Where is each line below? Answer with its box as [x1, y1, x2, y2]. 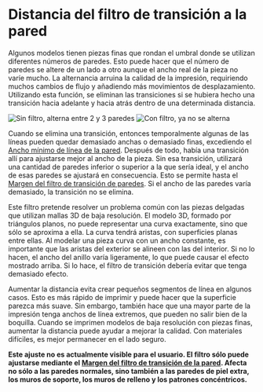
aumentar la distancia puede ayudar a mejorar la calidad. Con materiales [8, 326, 243, 335]
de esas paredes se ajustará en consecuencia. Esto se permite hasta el [8, 170, 238, 180]
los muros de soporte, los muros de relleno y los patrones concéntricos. [8, 375, 247, 384]
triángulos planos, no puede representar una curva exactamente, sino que [8, 218, 248, 229]
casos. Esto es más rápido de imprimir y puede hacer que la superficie [8, 292, 237, 302]
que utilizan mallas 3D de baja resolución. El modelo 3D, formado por [8, 211, 232, 220]
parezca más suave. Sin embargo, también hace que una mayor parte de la [8, 301, 251, 310]
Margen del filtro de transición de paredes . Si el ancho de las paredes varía [8, 178, 251, 188]
